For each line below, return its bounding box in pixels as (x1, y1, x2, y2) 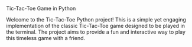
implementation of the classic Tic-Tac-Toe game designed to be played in (6, 23, 185, 29)
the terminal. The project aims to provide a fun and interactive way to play (6, 28, 186, 35)
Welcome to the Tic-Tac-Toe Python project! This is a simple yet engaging (6, 16, 186, 23)
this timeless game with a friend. (6, 35, 86, 41)
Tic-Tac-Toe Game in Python (6, 5, 76, 12)
